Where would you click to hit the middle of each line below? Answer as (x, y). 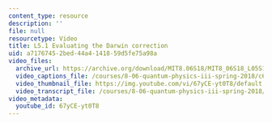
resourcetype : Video (43, 38)
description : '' (36, 23)
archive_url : (38, 69)
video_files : (30, 61)
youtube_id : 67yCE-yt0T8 (57, 106)
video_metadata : (36, 99)
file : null (27, 31)
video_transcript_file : (55, 91)
